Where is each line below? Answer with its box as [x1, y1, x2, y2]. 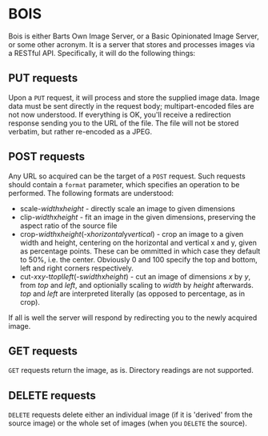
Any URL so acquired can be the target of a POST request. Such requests [8, 171, 246, 181]
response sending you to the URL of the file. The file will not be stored [8, 118, 239, 128]
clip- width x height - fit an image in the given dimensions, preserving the [19, 212, 256, 222]
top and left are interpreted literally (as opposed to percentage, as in [19, 289, 246, 298]
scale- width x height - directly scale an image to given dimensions [19, 203, 236, 213]
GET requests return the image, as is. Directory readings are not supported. [8, 366, 254, 375]
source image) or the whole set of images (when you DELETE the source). [8, 418, 248, 428]
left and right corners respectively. [19, 263, 134, 273]
